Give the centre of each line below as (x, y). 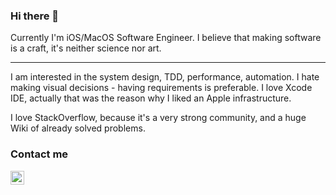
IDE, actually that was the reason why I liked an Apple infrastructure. (151, 98)
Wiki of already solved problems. (78, 128)
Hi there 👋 (35, 16)
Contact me (39, 154)
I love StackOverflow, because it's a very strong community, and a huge (158, 118)
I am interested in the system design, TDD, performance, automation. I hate (165, 77)
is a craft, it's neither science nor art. (86, 48)
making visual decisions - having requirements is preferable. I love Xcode (161, 88)
